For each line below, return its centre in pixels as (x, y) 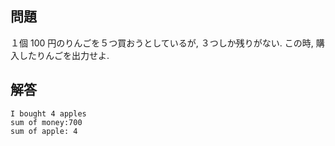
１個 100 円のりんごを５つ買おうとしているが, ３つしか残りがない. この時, (162, 43)
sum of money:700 (46, 122)
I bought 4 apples (48, 113)
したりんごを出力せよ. (64, 55)
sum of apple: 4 (44, 131)
